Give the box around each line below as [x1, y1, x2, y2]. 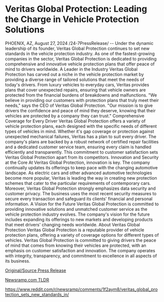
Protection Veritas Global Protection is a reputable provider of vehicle [5, 227, 144, 233]
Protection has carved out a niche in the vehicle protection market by [5, 71, 144, 77]
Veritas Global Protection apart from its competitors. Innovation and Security [5, 154, 159, 160]
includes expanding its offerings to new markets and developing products [5, 216, 153, 222]
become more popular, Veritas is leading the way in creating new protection [5, 175, 157, 181]
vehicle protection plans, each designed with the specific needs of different [5, 123, 157, 129]
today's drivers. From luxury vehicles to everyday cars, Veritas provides [5, 81, 149, 87]
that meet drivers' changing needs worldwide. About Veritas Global [5, 221, 140, 227]
